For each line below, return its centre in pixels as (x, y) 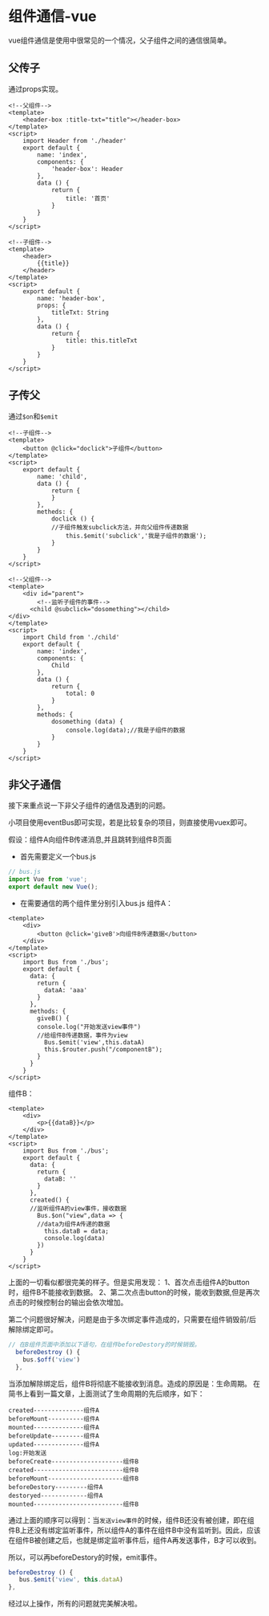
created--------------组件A (54, 1410)
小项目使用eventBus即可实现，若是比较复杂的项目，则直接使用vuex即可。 (130, 822)
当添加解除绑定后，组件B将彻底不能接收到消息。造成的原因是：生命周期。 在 (134, 1383)
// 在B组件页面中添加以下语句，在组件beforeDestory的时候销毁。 (104, 1345)
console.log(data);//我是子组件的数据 (125, 730)
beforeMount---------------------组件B (74, 1479)
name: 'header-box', (71, 298)
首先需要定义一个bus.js (58, 857)
